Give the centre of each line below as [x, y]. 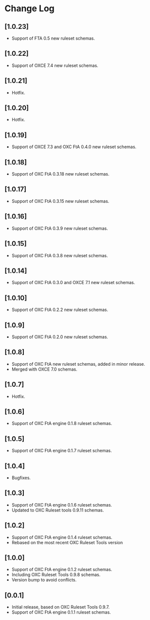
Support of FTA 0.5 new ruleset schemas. [53, 38]
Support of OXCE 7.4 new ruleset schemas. [55, 65]
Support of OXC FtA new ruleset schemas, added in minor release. [78, 364]
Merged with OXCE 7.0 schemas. [44, 369]
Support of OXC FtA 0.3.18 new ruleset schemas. [60, 174]
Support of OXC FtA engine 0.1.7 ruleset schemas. [62, 451]
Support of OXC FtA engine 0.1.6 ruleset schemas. [62, 505]
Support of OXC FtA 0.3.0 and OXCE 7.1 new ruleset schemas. [73, 283]
